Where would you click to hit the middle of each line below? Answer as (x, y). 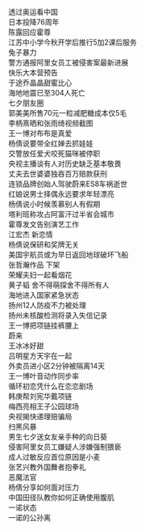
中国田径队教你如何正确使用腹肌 (61, 497)
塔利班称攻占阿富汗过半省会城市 (61, 214)
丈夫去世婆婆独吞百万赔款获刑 (58, 174)
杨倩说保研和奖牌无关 (43, 244)
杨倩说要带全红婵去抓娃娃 (51, 143)
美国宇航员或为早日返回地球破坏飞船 (68, 254)
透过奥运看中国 (33, 12)
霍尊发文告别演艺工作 (43, 224)
